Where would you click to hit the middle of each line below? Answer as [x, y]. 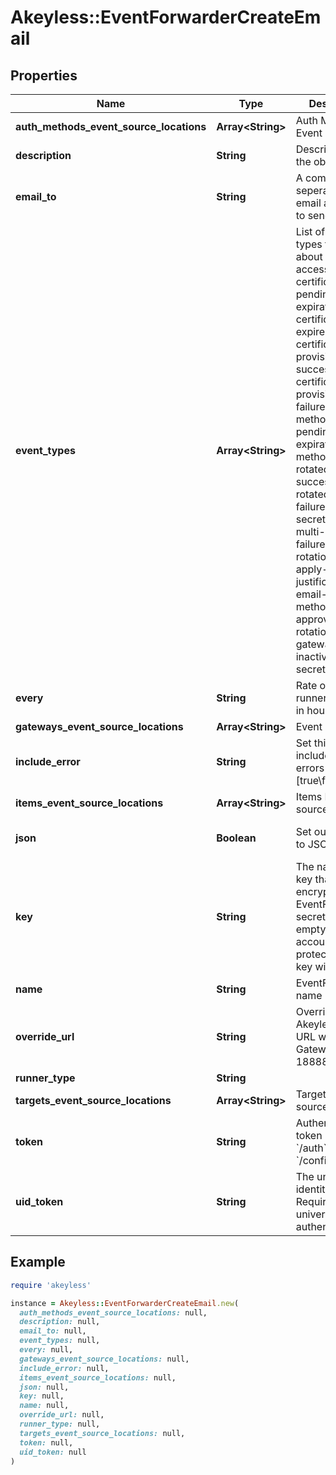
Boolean [236, 838]
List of [310, 231]
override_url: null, [62, 1415]
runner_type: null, [60, 1424]
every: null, [46, 1350]
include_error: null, [64, 1368]
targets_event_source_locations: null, [102, 1433]
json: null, [44, 1387]
